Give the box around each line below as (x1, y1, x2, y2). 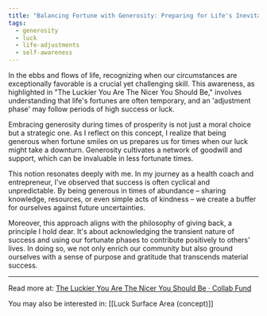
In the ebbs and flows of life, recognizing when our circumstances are (8, 71, 238, 80)
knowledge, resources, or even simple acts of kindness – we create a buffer (8, 194, 257, 204)
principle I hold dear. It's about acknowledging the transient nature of (8, 227, 234, 236)
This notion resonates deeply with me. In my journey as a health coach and (8, 169, 254, 178)
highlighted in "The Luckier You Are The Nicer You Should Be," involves (8, 88, 242, 96)
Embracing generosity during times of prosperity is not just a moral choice (8, 120, 252, 129)
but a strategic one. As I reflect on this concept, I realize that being (8, 128, 226, 138)
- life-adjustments (15, 41, 80, 49)
